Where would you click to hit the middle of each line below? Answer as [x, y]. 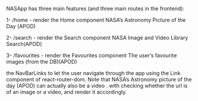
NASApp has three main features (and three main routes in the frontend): [95, 9]
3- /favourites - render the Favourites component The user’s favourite [92, 55]
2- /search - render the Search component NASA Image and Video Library [97, 38]
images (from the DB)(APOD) [42, 62]
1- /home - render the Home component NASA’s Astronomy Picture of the [96, 20]
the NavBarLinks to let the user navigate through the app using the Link [93, 73]
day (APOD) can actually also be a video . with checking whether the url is [97, 86]
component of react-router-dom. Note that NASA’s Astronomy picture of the [99, 79]
